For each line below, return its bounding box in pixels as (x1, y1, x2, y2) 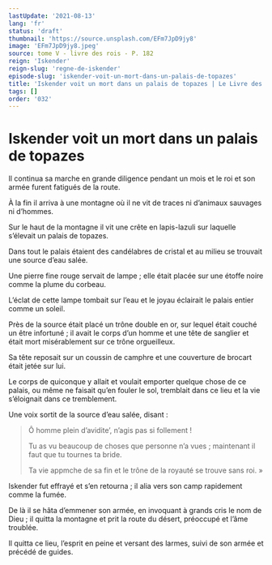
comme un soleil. (8, 304, 66, 314)
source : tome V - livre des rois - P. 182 (8, 49, 154, 58)
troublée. (8, 523, 39, 533)
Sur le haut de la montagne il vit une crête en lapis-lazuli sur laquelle (8, 222, 236, 232)
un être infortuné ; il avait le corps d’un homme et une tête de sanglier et (8, 328, 249, 338)
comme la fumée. (8, 490, 67, 499)
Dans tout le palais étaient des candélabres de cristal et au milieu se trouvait (8, 246, 263, 256)
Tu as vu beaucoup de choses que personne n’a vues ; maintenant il (28, 441, 256, 451)
